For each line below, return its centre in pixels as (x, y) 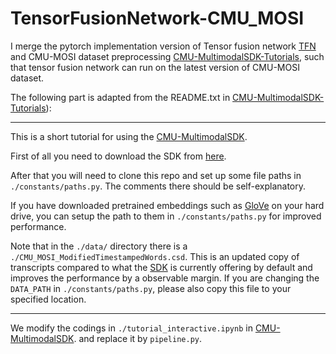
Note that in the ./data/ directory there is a (99, 246)
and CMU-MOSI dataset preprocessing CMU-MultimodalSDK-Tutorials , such (167, 56)
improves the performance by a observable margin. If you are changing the (165, 278)
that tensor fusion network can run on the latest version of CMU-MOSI (155, 67)
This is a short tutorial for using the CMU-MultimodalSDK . (129, 136)
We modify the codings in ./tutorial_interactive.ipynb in (131, 328)
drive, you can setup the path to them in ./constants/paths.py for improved (166, 216)
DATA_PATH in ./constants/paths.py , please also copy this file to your (151, 288)
